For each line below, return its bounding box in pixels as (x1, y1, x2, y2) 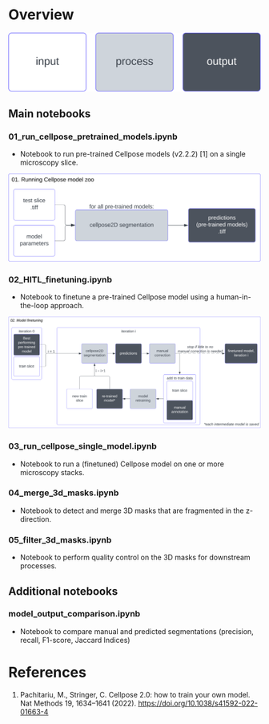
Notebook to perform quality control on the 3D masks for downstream (19, 552, 251, 563)
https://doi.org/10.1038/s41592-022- (138, 698, 259, 708)
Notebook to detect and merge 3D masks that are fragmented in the (19, 506, 244, 515)
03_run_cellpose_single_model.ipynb (8, 441, 158, 452)
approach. (50, 301, 84, 311)
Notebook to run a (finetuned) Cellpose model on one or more (19, 459, 224, 469)
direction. (19, 514, 52, 523)
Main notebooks (8, 107, 91, 120)
